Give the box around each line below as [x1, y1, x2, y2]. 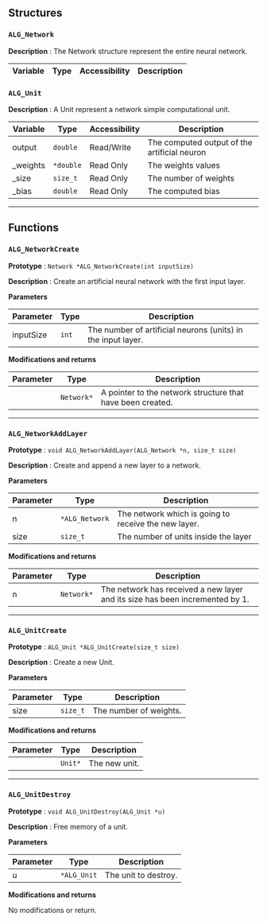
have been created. [100, 397, 173, 408]
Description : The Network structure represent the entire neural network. [8, 46, 248, 56]
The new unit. [88, 758, 140, 769]
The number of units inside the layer [117, 530, 252, 542]
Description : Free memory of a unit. [8, 822, 129, 831]
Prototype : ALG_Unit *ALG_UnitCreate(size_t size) [8, 642, 180, 651]
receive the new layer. [117, 518, 200, 529]
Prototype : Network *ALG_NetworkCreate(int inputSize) [8, 261, 195, 270]
